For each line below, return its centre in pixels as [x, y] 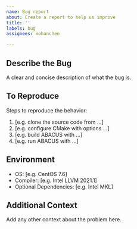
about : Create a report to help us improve [61, 17]
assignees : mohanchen [33, 34]
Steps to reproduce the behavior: [47, 110]
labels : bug [21, 28]
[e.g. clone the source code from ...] [59, 122]
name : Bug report [28, 12]
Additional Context [42, 205]
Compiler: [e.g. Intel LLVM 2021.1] [56, 180]
